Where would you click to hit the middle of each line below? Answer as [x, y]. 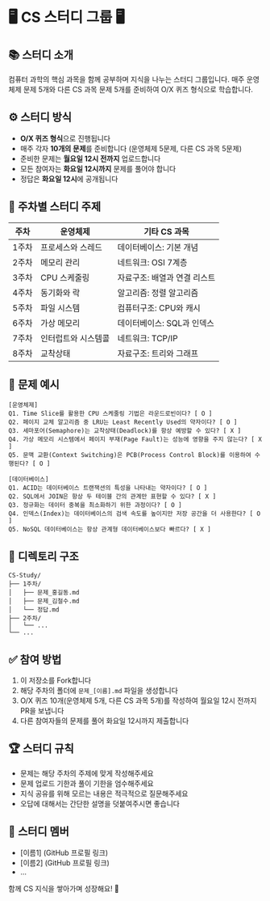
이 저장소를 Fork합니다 [55, 680]
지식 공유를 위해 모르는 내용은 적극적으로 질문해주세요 [104, 793]
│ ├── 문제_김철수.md [44, 601]
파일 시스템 [60, 307]
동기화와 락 [60, 293]
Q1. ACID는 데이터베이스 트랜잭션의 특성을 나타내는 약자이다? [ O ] [108, 488]
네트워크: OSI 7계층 [152, 262]
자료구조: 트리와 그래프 [158, 353]
